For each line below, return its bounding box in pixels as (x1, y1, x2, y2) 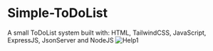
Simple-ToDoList (7, 5, 108, 21)
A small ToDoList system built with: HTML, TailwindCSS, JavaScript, (7, 28, 207, 37)
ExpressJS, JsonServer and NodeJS (7, 35, 114, 44)
